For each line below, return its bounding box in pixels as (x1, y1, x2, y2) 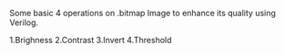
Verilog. (9, 17, 39, 28)
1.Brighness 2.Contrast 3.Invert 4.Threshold (9, 35, 172, 45)
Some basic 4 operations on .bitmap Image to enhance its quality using (9, 8, 276, 18)
